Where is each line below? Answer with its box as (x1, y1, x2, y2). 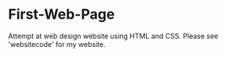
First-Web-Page (8, 5, 115, 23)
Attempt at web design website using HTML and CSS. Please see (8, 31, 219, 41)
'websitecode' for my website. (8, 39, 106, 48)
